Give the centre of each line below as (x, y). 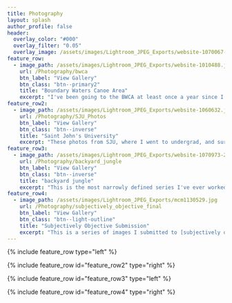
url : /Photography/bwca (54, 71)
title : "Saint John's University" (69, 136)
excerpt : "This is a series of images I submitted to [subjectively (120, 232)
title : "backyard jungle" (57, 181)
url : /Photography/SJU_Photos (63, 116)
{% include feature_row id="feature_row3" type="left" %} (89, 279)
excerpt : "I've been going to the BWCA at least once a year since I (122, 98)
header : (18, 33)
